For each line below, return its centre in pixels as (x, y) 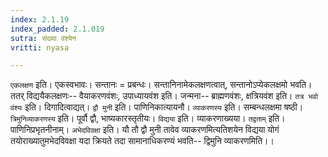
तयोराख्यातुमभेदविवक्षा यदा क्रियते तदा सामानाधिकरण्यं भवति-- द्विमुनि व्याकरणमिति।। (142, 141)
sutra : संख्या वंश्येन (43, 38)
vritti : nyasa (40, 47)
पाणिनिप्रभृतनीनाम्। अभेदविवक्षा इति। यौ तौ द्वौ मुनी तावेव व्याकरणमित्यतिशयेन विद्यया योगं (145, 130)
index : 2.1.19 (40, 19)
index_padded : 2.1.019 (57, 29)
